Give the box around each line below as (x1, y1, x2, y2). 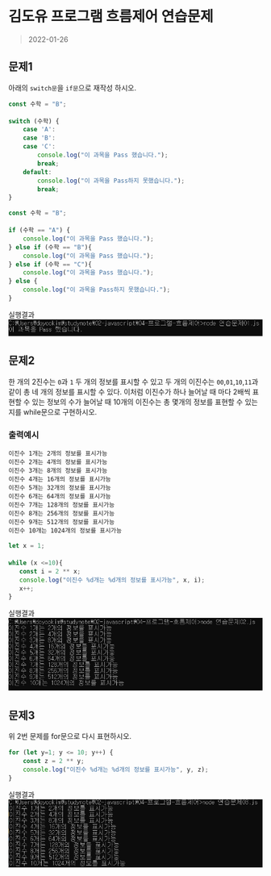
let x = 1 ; (8, 542, 45, 550)
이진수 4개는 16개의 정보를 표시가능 (8, 475, 111, 484)
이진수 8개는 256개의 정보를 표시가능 (8, 510, 115, 518)
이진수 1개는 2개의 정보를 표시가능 (8, 449, 108, 458)
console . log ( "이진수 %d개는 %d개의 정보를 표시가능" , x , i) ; (19, 576, 206, 584)
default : (23, 168, 52, 176)
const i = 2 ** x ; (19, 567, 81, 575)
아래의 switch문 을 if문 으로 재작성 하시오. (8, 82, 137, 93)
